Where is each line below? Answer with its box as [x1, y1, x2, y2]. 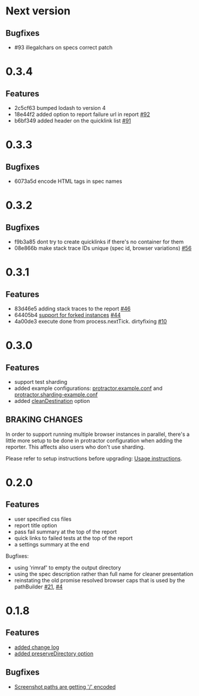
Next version [5, 4, 71, 18]
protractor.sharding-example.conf [14, 391, 98, 398]
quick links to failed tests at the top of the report [14, 534, 133, 542]
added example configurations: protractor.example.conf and [14, 384, 163, 392]
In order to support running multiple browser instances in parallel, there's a [5, 431, 190, 438]
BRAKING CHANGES [5, 414, 83, 425]
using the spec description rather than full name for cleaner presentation [14, 570, 194, 578]
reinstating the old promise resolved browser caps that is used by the [14, 576, 185, 584]
